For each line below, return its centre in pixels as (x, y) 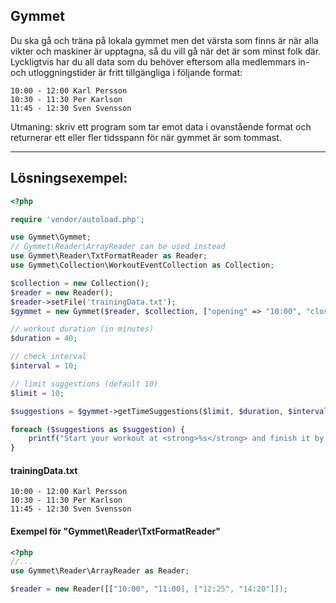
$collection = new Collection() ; (80, 283)
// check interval (48, 357)
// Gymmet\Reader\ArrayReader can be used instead (118, 247)
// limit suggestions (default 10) (84, 384)
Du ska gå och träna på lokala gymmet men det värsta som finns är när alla (164, 40)
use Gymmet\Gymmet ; (51, 237)
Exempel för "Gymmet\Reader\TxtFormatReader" (115, 531)
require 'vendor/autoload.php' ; (77, 219)
